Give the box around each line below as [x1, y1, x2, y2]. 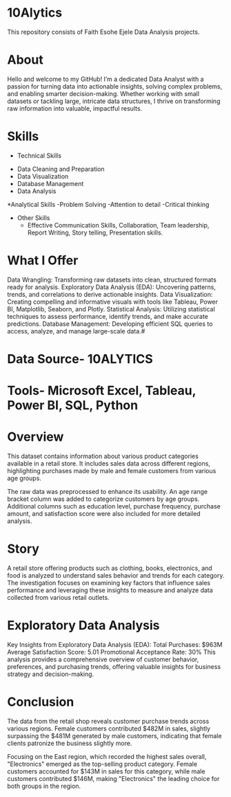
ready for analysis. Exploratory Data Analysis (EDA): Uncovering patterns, [7, 282, 216, 291]
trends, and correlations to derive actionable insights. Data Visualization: [7, 290, 213, 298]
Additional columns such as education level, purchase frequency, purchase [7, 502, 221, 511]
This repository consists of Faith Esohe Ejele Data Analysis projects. [7, 28, 200, 36]
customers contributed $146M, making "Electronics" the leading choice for [7, 774, 220, 782]
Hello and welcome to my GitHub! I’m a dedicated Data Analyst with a [7, 75, 204, 83]
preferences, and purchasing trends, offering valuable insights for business [7, 662, 221, 670]
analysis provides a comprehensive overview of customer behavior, [7, 655, 199, 663]
